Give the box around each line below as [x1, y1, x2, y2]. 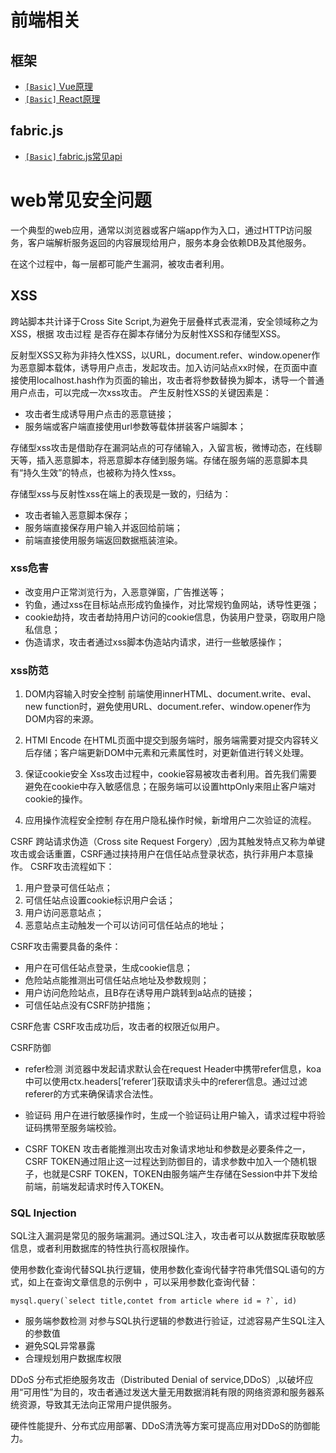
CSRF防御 [10, 1042, 52, 1054]
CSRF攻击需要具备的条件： [10, 941, 122, 953]
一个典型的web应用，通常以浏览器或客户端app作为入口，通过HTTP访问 [10, 224, 304, 236]
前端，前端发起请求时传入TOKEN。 [24, 1181, 170, 1193]
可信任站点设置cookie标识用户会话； [24, 894, 176, 906]
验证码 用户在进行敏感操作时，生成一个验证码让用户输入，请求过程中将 [24, 1109, 317, 1121]
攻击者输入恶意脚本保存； [24, 509, 131, 521]
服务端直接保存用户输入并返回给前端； [24, 521, 183, 533]
